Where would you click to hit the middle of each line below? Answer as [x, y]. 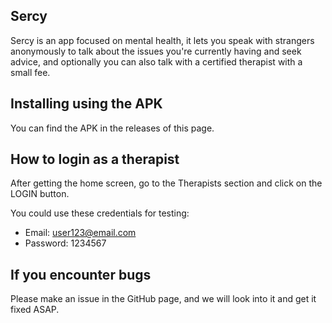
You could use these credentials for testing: [100, 213]
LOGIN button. [40, 194]
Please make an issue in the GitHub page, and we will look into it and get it [163, 299]
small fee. [30, 72]
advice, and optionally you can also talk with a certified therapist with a [156, 61]
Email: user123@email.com [80, 233]
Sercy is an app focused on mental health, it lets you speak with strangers [162, 40]
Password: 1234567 [65, 243]
